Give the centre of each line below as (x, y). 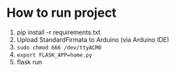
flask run (29, 62)
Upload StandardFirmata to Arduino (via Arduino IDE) (93, 39)
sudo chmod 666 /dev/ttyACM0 (59, 48)
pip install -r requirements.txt (58, 32)
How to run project (61, 13)
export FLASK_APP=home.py (54, 55)
